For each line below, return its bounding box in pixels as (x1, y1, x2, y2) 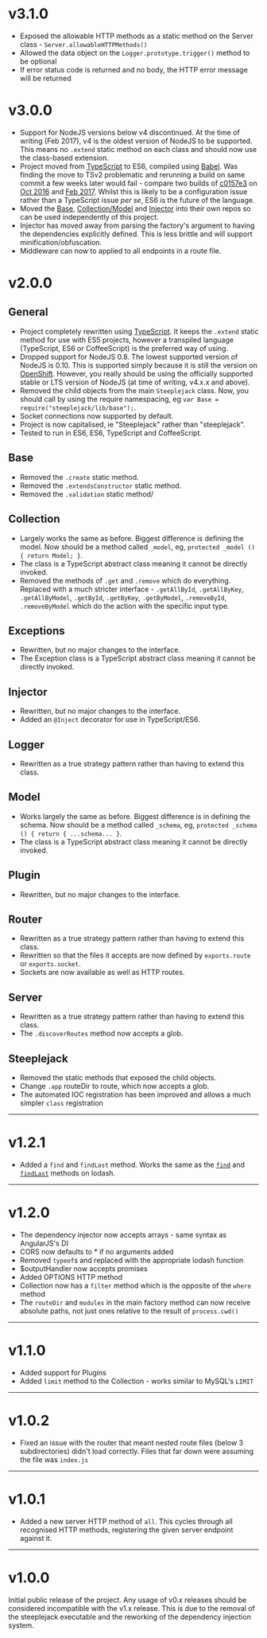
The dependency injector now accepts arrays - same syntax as (19, 1230, 227, 1239)
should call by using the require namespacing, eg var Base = (19, 394, 219, 404)
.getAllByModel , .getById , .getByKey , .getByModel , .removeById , (19, 592, 227, 602)
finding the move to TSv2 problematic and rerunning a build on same (19, 170, 246, 179)
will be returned (19, 73, 72, 83)
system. (8, 1620, 34, 1630)
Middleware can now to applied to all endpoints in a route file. (19, 246, 222, 255)
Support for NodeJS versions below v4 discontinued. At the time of (19, 127, 240, 137)
